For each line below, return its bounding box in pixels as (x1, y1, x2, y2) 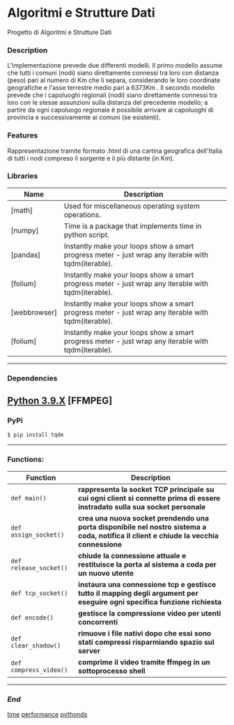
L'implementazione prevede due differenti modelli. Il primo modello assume (7, 61, 223, 70)
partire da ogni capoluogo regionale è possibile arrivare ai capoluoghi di (7, 106, 214, 114)
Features (7, 130, 38, 140)
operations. (63, 209, 101, 219)
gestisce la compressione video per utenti (77, 608, 221, 618)
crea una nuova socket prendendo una (77, 513, 210, 523)
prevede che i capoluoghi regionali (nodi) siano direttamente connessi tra (7, 91, 217, 99)
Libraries (7, 171, 38, 181)
